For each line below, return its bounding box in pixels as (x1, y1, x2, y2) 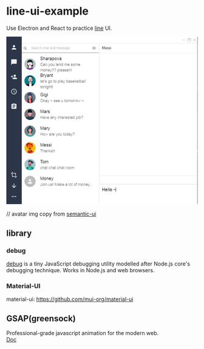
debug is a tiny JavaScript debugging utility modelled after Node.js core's (6, 260, 190, 267)
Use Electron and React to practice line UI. (6, 24, 112, 32)
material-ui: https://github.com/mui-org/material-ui (6, 295, 134, 303)
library (6, 228, 32, 238)
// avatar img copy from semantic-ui (6, 210, 97, 217)
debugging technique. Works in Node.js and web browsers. (6, 267, 155, 274)
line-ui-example (6, 4, 89, 18)
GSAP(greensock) (6, 313, 76, 323)
